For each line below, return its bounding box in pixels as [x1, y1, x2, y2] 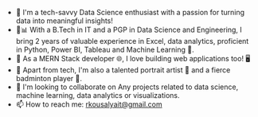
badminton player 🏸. [15, 74, 82, 83]
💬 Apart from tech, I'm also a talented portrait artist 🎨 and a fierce [15, 65, 231, 75]
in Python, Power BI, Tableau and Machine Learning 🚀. [15, 45, 195, 54]
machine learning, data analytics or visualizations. [15, 91, 181, 99]
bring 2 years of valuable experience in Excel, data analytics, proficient [15, 37, 249, 45]
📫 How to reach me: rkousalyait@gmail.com [15, 99, 162, 109]
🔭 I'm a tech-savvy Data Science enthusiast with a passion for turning [15, 8, 245, 17]
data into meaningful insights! [15, 16, 114, 25]
